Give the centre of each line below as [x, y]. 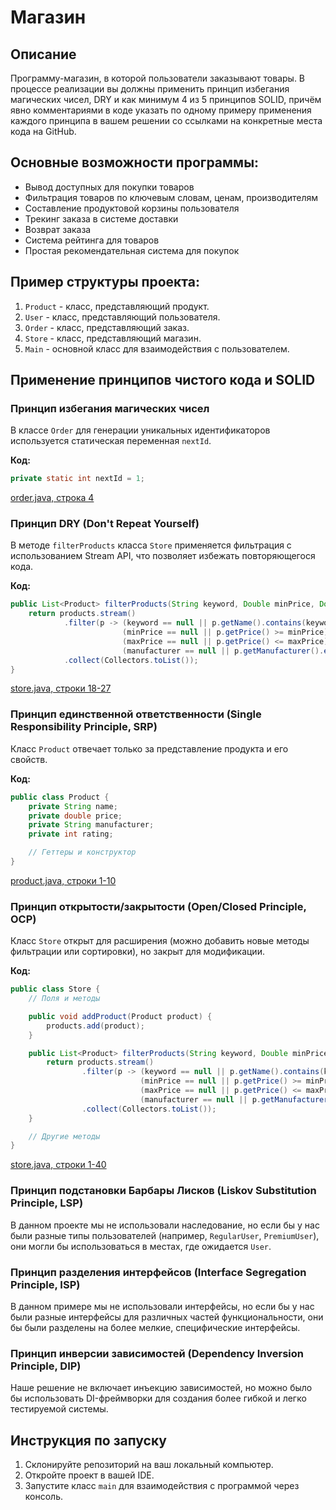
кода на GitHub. [43, 131]
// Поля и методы [64, 999]
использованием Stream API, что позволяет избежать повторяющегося [163, 556]
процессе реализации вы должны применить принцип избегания [150, 89]
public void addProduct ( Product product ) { [120, 1016]
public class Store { [55, 989]
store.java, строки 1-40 [58, 1165]
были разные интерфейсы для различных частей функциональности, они [167, 1317]
